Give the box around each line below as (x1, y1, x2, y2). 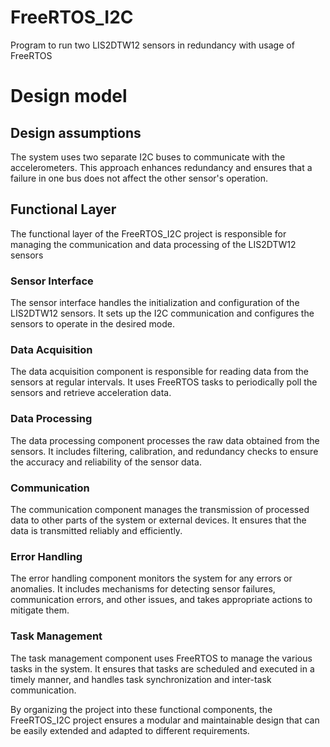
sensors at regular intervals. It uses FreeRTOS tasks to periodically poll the (10, 376, 318, 388)
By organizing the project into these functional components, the (10, 703, 273, 715)
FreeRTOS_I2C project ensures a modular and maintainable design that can (10, 714, 320, 726)
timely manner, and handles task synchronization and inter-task (10, 673, 272, 685)
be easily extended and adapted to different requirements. (10, 724, 250, 736)
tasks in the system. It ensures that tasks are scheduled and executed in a (10, 662, 315, 675)
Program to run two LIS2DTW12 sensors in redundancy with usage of (10, 39, 295, 51)
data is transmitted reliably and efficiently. (10, 524, 183, 536)
